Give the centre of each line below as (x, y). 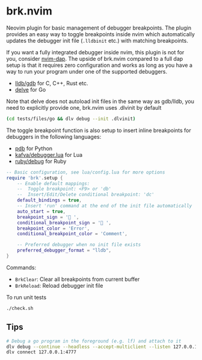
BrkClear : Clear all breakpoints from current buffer (77, 279)
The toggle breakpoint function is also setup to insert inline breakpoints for (99, 130)
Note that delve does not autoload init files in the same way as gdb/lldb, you (100, 101)
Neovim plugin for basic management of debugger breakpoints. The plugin (99, 28)
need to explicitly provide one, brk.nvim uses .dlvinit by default (84, 107)
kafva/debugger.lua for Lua (49, 154)
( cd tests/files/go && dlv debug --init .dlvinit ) (71, 119)
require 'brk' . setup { (35, 178)
